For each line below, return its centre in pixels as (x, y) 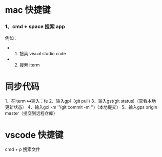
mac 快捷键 (28, 10)
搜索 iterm (30, 65)
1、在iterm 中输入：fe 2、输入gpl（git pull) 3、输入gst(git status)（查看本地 (81, 101)
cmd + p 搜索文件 (23, 149)
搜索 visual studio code (43, 54)
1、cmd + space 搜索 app (35, 26)
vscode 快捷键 (34, 135)
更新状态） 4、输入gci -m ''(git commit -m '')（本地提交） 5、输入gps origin (81, 107)
